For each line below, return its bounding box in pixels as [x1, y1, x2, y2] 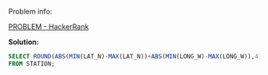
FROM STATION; [8, 59, 56, 68]
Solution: [8, 37, 40, 47]
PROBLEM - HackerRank [8, 22, 89, 31]
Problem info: [8, 7, 53, 16]
